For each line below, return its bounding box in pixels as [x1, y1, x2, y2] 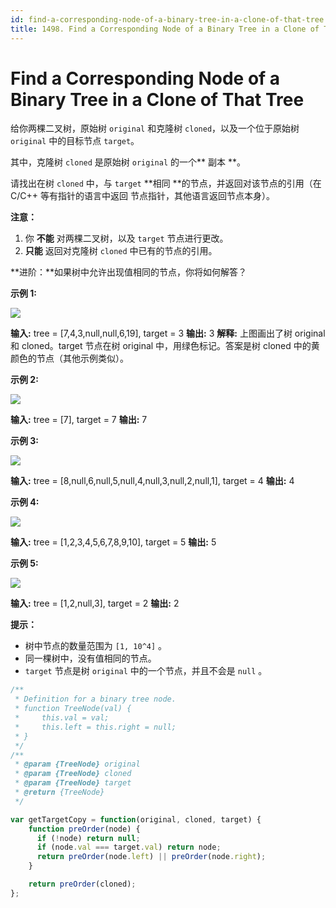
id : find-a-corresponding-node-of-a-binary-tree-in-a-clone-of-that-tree [10, 14, 325, 25]
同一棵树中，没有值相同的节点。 [24, 652, 157, 665]
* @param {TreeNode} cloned [14, 769, 132, 779]
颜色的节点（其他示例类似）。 [10, 352, 129, 365]
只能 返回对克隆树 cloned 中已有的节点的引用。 [24, 245, 218, 257]
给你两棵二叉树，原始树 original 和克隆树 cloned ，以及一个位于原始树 [10, 122, 300, 135]
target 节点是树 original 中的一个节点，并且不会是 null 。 [24, 665, 268, 677]
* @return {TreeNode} [14, 787, 105, 798]
